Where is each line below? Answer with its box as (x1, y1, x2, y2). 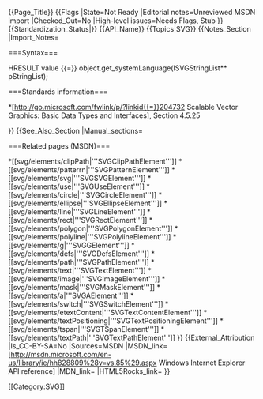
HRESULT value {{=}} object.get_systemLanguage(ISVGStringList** (8, 63, 227, 73)
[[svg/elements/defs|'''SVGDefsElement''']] (8, 249, 150, 258)
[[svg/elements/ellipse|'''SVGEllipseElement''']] (8, 198, 163, 208)
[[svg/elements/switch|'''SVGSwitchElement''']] (8, 299, 163, 308)
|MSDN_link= (125, 341, 168, 351)
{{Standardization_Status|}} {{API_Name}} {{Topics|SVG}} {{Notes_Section (8, 24, 251, 33)
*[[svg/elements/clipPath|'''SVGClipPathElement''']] (8, 156, 178, 166)
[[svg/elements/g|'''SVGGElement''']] (8, 241, 130, 250)
